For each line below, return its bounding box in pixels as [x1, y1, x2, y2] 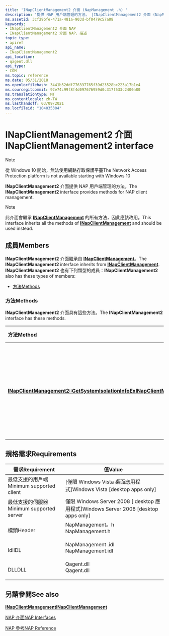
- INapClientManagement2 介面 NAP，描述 [5, 31, 87, 36]
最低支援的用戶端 [8, 476, 49, 483]
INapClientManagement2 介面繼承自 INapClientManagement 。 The [5, 256, 147, 262]
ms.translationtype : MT [5, 92, 55, 97]
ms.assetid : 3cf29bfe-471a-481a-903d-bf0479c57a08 [5, 17, 114, 22]
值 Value [104, 466, 123, 473]
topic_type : [5, 36, 30, 41]
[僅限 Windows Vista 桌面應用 [65, 478, 136, 485]
